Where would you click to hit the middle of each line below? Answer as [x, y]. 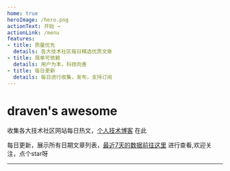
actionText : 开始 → [34, 26]
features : [21, 39]
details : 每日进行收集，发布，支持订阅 [63, 77]
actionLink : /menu [33, 32]
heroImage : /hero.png [38, 20]
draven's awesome [62, 111]
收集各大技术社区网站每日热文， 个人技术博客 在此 [77, 131]
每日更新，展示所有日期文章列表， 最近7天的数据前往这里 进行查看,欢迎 [106, 145]
